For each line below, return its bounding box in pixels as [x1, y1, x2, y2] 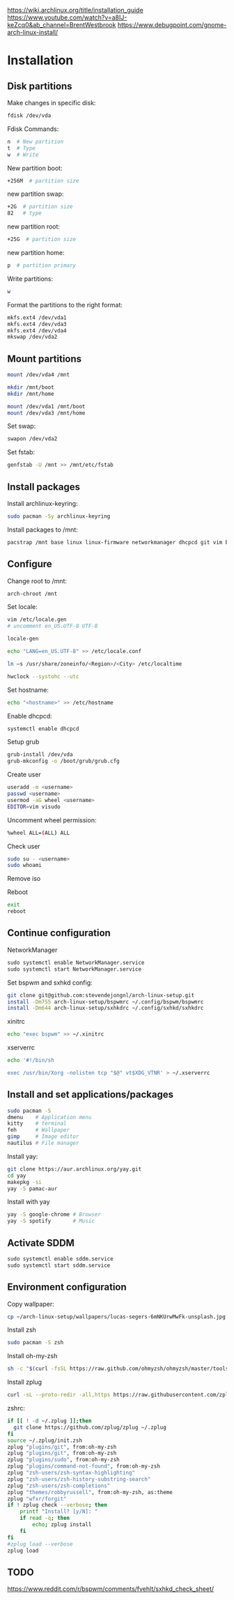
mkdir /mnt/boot [7, 383, 54, 391]
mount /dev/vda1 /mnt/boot [7, 403, 86, 410]
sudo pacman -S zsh [7, 1339, 64, 1346]
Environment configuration [7, 1282, 127, 1293]
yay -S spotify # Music [7, 1217, 95, 1225]
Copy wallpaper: [7, 1300, 54, 1308]
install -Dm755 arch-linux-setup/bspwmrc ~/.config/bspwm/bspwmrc [7, 998, 204, 1006]
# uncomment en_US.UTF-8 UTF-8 [7, 623, 98, 630]
